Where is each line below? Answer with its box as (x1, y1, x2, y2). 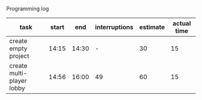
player (9, 77, 27, 84)
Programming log (6, 5, 49, 12)
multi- (9, 69, 28, 77)
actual (172, 19, 191, 28)
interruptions (95, 23, 133, 31)
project (9, 52, 29, 60)
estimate (139, 23, 165, 31)
